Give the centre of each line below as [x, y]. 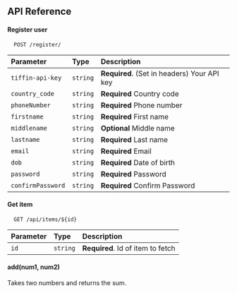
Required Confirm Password [148, 185]
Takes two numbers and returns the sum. [67, 283]
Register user [28, 29]
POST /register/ [37, 44]
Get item [20, 205]
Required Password [134, 174]
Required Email [126, 151]
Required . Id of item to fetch [129, 248]
